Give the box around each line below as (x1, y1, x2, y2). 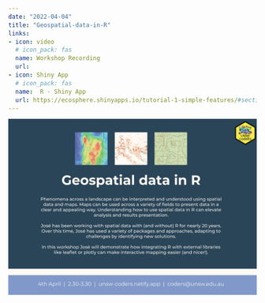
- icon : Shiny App (8, 71, 69, 79)
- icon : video (8, 38, 55, 46)
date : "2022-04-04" (8, 13, 73, 21)
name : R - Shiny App (15, 88, 87, 95)
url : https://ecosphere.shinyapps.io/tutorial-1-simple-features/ (15, 95, 238, 104)
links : (8, 29, 30, 37)
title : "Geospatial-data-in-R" (8, 21, 111, 29)
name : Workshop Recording (15, 54, 101, 62)
